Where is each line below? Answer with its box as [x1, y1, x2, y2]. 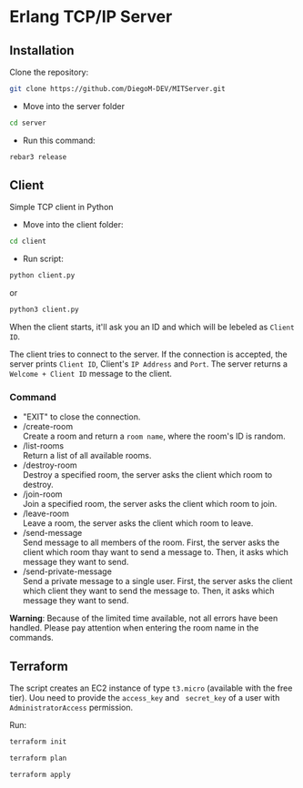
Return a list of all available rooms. [22, 450, 152, 461]
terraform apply [9, 770, 71, 779]
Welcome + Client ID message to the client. [9, 369, 173, 379]
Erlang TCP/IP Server [9, 6, 173, 27]
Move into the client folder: [22, 219, 124, 230]
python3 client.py [9, 305, 79, 315]
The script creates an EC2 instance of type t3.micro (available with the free [9, 682, 293, 693]
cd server [9, 118, 47, 127]
